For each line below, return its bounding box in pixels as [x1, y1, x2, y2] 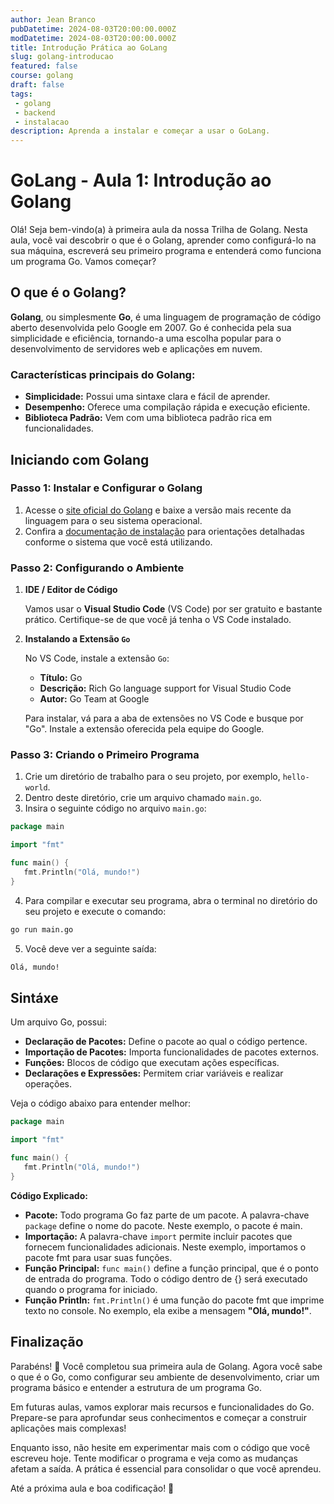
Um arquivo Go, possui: [10, 1016, 107, 1028]
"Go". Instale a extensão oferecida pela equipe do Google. [24, 723, 265, 735]
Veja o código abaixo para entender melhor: [10, 1097, 192, 1110]
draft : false [10, 80, 65, 90]
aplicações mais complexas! [10, 1422, 127, 1434]
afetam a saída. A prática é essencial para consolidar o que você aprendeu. [10, 1462, 322, 1475]
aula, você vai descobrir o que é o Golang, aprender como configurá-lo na [10, 234, 317, 246]
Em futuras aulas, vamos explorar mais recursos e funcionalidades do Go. [10, 1401, 315, 1413]
